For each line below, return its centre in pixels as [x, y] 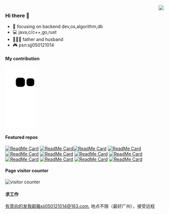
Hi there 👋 [18, 16]
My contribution [22, 58]
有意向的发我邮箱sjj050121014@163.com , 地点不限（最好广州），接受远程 [80, 206]
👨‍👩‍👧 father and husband [38, 39]
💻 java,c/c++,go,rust [34, 32]
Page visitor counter [27, 171]
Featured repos [22, 137]
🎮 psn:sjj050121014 [33, 45]
